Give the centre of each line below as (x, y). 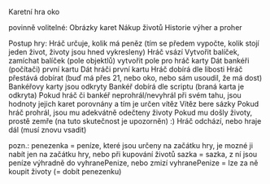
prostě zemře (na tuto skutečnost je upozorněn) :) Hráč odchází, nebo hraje (135, 121)
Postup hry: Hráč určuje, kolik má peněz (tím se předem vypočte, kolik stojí (134, 43)
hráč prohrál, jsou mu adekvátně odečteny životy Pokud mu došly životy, (131, 112)
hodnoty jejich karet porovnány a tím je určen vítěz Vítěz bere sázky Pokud (134, 104)
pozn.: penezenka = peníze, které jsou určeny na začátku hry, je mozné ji (131, 145)
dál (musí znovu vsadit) (48, 130)
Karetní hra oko (34, 12)
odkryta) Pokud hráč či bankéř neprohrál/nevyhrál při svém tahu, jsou (125, 95)
